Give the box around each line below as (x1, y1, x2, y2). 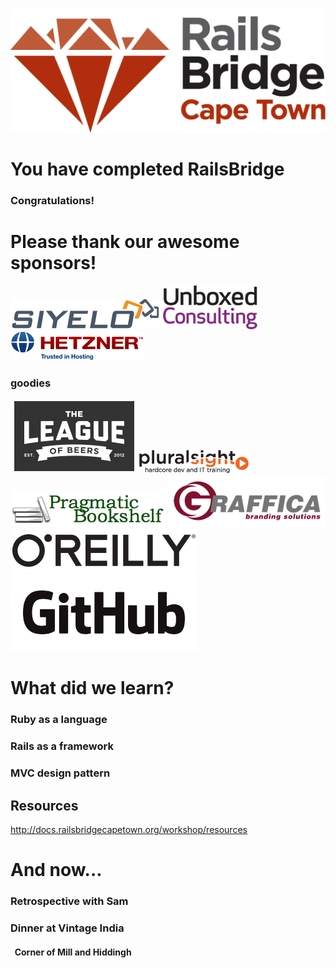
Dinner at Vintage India (10, 921, 125, 935)
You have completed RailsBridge (10, 158, 285, 181)
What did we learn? (10, 677, 175, 700)
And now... (10, 859, 103, 882)
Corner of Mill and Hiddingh (14, 946, 132, 958)
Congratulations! (10, 193, 95, 207)
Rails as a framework (10, 739, 114, 753)
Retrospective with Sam (10, 894, 129, 908)
